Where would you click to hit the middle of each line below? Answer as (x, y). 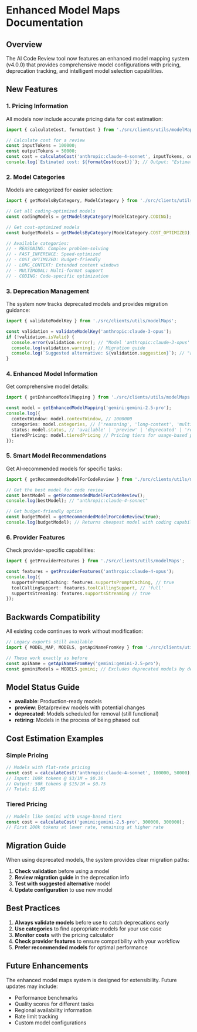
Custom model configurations (50, 1023)
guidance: (18, 310)
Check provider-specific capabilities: (51, 550)
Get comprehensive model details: (47, 387)
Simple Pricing (27, 755)
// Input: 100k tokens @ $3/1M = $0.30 (55, 778)
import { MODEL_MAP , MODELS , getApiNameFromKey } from (74, 647)
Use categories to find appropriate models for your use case (88, 929)
